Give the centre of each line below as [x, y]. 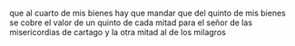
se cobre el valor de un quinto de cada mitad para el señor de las [131, 23]
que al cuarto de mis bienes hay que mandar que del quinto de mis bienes [147, 13]
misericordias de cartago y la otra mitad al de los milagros [118, 32]
